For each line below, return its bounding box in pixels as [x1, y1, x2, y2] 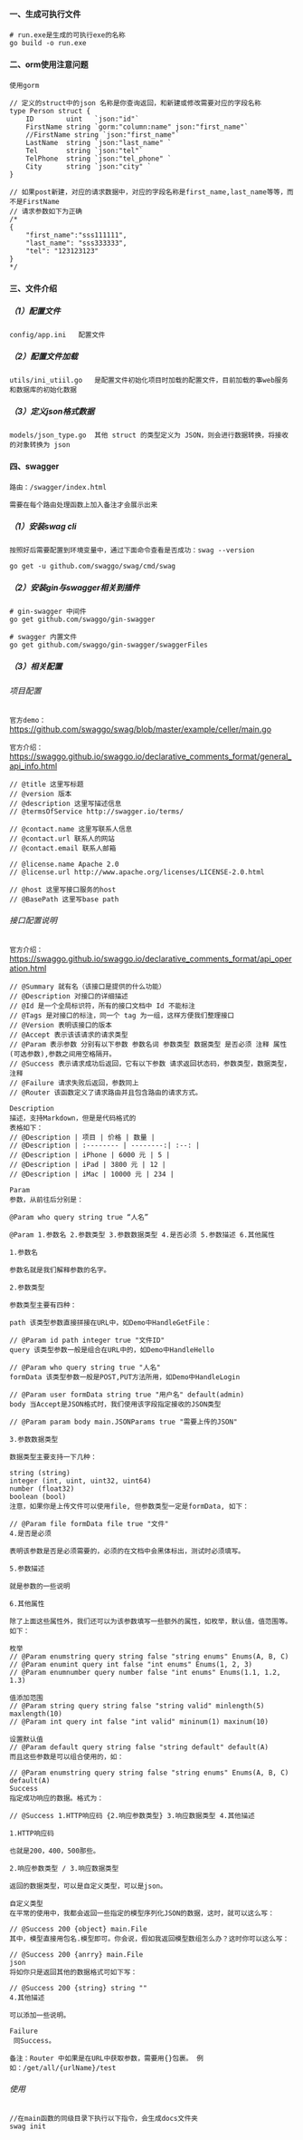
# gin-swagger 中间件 [9, 608, 87, 617]
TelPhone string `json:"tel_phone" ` [25, 154, 172, 163]
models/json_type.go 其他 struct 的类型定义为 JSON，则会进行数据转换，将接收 [9, 431, 289, 440]
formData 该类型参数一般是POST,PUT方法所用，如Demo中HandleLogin [9, 1372, 241, 1382]
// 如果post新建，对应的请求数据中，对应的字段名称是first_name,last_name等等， [9, 188, 288, 197]
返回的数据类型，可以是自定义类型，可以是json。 [9, 1882, 167, 1891]
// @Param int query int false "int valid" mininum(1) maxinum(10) [9, 1717, 270, 1727]
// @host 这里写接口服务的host [9, 885, 117, 894]
